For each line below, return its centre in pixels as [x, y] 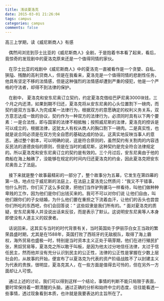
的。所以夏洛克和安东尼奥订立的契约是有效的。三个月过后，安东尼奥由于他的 [82, 153]
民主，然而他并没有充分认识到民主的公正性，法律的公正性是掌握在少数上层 [84, 253]
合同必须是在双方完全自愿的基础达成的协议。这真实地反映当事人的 [84, 134]
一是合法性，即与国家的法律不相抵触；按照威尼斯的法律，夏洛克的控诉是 [86, 122]
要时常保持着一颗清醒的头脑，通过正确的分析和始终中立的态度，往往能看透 [80, 287]
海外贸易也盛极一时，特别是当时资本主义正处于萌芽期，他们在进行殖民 [84, 241]
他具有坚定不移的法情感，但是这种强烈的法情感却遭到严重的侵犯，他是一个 [80, 81]
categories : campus [25, 23]
